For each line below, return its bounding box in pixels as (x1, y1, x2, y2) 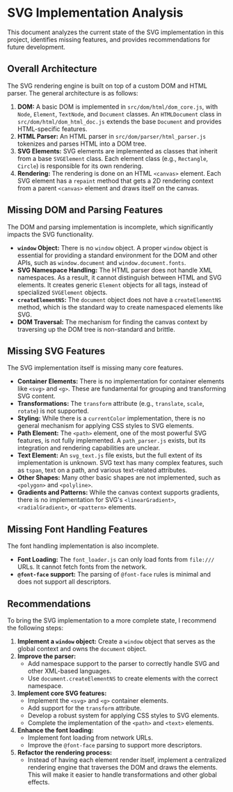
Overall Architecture (7, 63, 97, 75)
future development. (7, 43, 66, 51)
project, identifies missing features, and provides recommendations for (7, 35, 211, 43)
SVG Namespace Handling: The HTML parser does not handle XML (17, 266, 213, 274)
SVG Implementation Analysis (7, 5, 184, 21)
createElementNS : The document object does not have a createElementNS (17, 295, 221, 304)
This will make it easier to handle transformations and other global (27, 770, 217, 779)
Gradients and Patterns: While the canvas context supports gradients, (17, 488, 220, 496)
